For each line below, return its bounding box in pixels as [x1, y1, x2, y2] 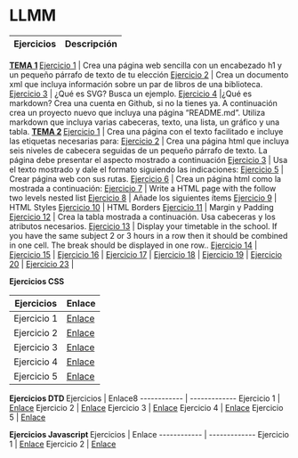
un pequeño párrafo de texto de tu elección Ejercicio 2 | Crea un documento [9, 69, 289, 80]
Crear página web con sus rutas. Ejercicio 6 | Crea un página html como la [9, 173, 282, 184]
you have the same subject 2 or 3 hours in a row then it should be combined [9, 230, 288, 241]
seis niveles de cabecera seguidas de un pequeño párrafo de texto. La [9, 144, 269, 156]
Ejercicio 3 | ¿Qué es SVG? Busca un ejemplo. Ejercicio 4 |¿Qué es [9, 88, 252, 99]
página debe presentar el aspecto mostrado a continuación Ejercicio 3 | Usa [9, 154, 288, 165]
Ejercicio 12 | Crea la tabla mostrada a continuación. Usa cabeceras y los [9, 211, 276, 222]
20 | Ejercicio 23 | [9, 258, 74, 269]
